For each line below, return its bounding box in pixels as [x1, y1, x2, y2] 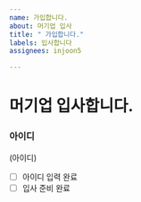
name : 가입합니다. [9, 13, 69, 22]
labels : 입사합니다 [9, 38, 72, 48]
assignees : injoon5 [9, 47, 82, 56]
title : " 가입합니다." [9, 30, 85, 39]
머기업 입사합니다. [9, 96, 134, 117]
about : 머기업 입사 [9, 22, 72, 31]
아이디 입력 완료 [21, 171, 78, 182]
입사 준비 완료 [21, 182, 70, 193]
